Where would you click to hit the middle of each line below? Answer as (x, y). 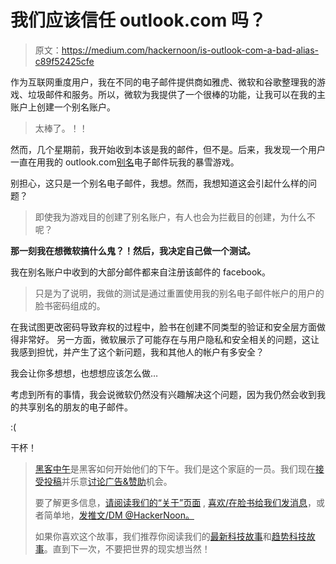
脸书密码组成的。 (70, 305)
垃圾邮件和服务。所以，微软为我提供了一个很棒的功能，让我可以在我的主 (176, 94)
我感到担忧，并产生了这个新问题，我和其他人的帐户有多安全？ (137, 352)
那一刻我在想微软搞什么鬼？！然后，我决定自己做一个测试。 (133, 250)
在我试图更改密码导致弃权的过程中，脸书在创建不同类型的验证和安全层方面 (163, 327)
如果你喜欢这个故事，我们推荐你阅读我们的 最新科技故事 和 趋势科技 (170, 536)
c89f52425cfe (64, 61)
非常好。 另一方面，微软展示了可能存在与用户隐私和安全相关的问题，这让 (169, 339)
